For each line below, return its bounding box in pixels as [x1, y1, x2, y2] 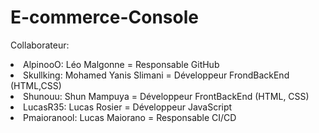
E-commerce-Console [10, 6, 199, 29]
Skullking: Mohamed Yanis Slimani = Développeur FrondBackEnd [23, 69, 290, 81]
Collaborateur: [10, 39, 70, 51]
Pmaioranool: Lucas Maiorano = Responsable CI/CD [23, 111, 237, 123]
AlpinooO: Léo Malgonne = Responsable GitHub [23, 58, 220, 70]
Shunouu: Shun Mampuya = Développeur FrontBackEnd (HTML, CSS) [23, 90, 310, 102]
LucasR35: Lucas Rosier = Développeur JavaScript [23, 101, 233, 113]
